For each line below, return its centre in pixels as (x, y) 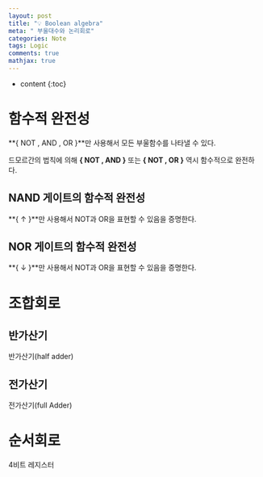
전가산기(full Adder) (40, 405)
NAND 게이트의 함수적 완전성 (77, 198)
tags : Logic (28, 46)
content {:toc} (43, 84)
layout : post (30, 16)
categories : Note (38, 38)
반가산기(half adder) (41, 357)
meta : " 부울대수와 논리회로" (52, 31)
